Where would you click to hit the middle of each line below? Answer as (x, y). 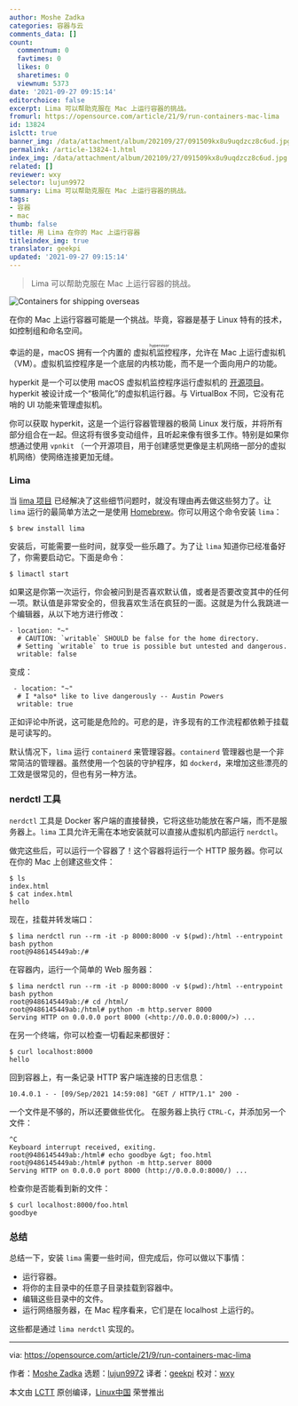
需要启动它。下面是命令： (79, 557)
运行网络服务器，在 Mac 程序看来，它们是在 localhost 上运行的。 (140, 1310)
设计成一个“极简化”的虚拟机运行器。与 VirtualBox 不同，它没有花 (166, 393)
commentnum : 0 (43, 51)
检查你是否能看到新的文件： (60, 1188)
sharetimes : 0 (43, 76)
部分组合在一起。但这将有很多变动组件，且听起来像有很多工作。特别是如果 (145, 435)
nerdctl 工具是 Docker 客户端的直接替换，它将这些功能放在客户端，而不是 (145, 820)
